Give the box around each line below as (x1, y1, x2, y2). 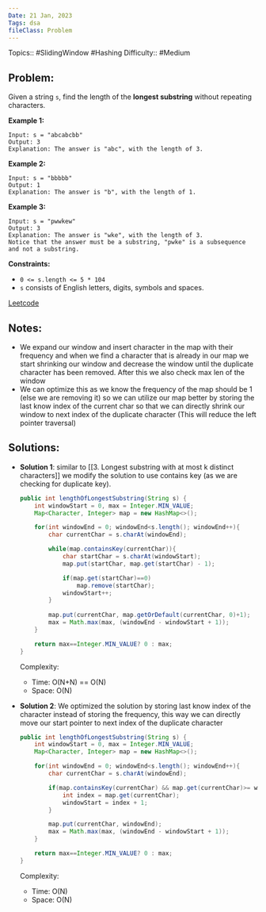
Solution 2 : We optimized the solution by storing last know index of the (19, 701, 252, 711)
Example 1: (8, 116, 45, 125)
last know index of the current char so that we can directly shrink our (19, 401, 245, 411)
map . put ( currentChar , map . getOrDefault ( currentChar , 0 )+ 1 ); (48, 611, 251, 619)
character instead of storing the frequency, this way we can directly (19, 709, 241, 718)
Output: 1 (8, 182, 41, 190)
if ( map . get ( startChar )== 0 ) (62, 574, 152, 582)
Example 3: (8, 202, 46, 212)
